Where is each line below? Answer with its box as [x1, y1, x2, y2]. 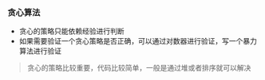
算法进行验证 [18, 46, 61, 56]
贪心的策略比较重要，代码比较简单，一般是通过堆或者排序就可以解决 [26, 63, 251, 73]
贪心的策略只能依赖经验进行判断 [18, 26, 125, 36]
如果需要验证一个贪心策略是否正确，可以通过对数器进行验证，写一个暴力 [18, 36, 257, 46]
